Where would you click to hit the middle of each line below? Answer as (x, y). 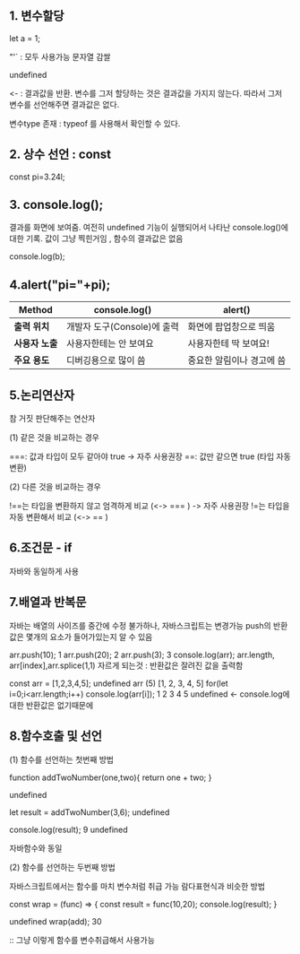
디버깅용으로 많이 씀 (106, 360)
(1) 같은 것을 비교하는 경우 (55, 438)
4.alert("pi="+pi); (60, 285)
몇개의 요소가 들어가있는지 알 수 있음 (89, 637)
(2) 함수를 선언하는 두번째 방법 (63, 867)
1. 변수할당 (37, 16)
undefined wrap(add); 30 (56, 921)
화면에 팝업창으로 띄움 (231, 327)
